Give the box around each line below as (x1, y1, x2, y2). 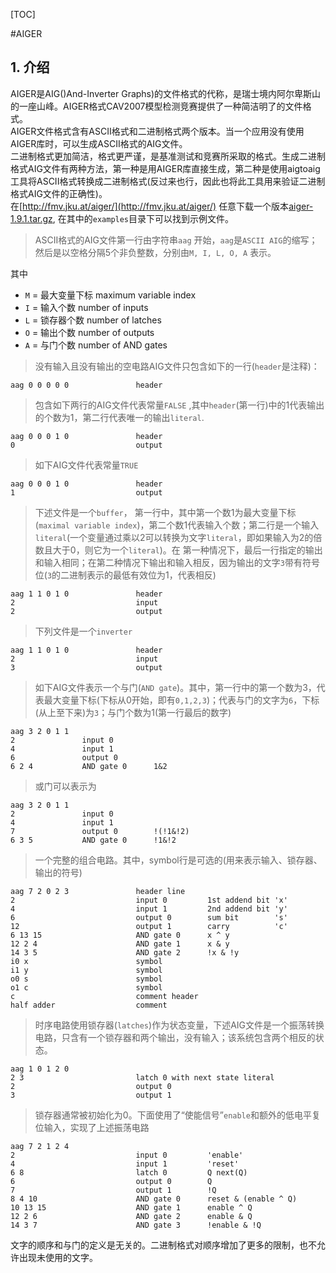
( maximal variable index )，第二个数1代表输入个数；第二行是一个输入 (34, 519, 320, 531)
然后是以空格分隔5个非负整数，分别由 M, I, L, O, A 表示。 (34, 246, 277, 258)
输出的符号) (34, 866, 83, 878)
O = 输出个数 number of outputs (24, 326, 155, 338)
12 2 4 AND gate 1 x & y (10, 939, 230, 949)
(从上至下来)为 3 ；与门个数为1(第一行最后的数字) (34, 706, 232, 718)
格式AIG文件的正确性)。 (10, 187, 108, 199)
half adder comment (10, 1000, 168, 1010)
